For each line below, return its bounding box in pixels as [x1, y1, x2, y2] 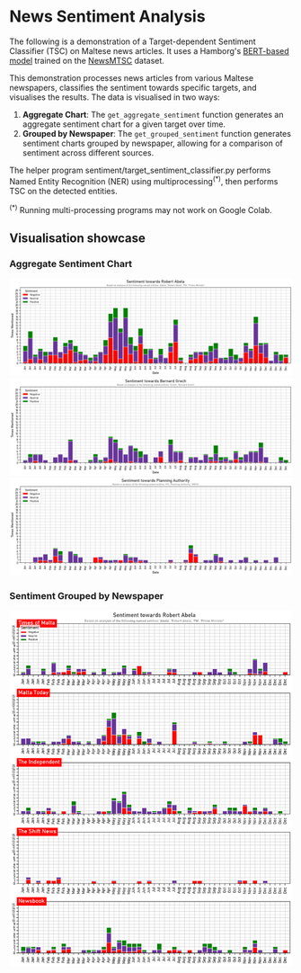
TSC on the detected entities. [9, 185, 119, 196]
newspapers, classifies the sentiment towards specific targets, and [9, 82, 258, 93]
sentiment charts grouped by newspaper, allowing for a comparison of [22, 138, 283, 148]
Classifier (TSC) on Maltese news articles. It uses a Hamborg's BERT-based [9, 45, 289, 56]
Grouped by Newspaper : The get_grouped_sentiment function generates [22, 128, 292, 138]
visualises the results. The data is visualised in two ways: [9, 92, 220, 103]
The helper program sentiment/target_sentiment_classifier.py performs [9, 165, 271, 175]
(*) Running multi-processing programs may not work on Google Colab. [9, 202, 272, 215]
